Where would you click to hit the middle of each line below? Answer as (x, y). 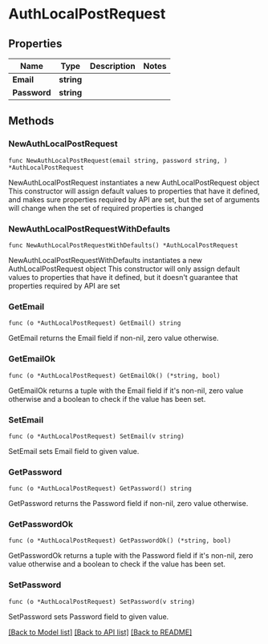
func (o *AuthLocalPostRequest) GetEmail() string (95, 323)
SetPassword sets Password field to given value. (89, 616)
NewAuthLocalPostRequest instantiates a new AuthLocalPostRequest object (134, 182)
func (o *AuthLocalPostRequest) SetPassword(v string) (102, 601)
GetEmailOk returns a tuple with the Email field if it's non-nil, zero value (126, 391)
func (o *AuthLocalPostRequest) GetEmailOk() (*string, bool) (114, 375)
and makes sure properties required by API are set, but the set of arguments (134, 199)
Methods (31, 121)
